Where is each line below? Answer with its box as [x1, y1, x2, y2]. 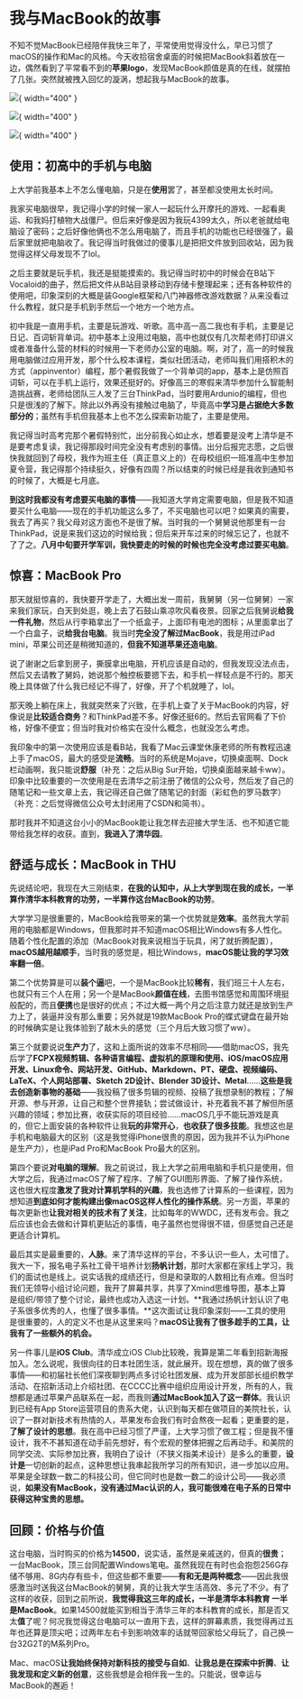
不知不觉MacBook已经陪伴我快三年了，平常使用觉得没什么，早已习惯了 [9, 40, 274, 51]
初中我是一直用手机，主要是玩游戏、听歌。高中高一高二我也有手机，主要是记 [9, 320, 294, 331]
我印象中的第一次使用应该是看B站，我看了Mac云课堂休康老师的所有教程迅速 [9, 741, 291, 752]
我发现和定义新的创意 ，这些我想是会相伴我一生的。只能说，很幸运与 [9, 1669, 262, 1680]
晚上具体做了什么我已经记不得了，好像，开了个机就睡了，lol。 [9, 680, 240, 691]
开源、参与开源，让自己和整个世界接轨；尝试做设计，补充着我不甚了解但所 [9, 1097, 286, 1109]
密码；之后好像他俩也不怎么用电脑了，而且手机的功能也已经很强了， [32, 225, 286, 236]
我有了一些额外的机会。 [9, 1327, 96, 1339]
